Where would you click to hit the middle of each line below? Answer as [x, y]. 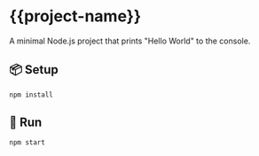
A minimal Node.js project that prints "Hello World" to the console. [130, 41]
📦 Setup [34, 70]
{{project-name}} [75, 16]
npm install [31, 95]
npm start [27, 143]
